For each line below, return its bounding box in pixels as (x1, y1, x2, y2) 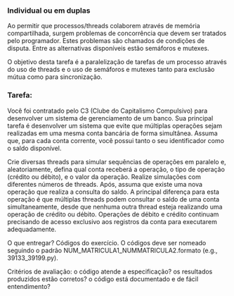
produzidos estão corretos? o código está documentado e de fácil (7, 274, 199, 283)
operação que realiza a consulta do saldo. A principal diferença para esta (7, 187, 220, 196)
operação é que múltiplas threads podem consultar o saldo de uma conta (7, 195, 220, 203)
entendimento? (7, 282, 51, 290)
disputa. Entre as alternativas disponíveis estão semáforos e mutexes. (7, 44, 209, 53)
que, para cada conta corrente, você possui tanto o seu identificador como (7, 136, 225, 144)
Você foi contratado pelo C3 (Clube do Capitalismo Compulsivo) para (7, 106, 208, 115)
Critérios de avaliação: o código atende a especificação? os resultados (7, 267, 213, 276)
